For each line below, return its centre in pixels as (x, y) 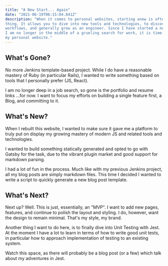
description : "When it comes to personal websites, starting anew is (79, 19)
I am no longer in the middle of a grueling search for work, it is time (84, 33)
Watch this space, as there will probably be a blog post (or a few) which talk (83, 253)
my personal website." (29, 38)
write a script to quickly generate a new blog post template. (66, 180)
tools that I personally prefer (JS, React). (47, 80)
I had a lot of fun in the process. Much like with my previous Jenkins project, (84, 169)
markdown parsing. (25, 159)
